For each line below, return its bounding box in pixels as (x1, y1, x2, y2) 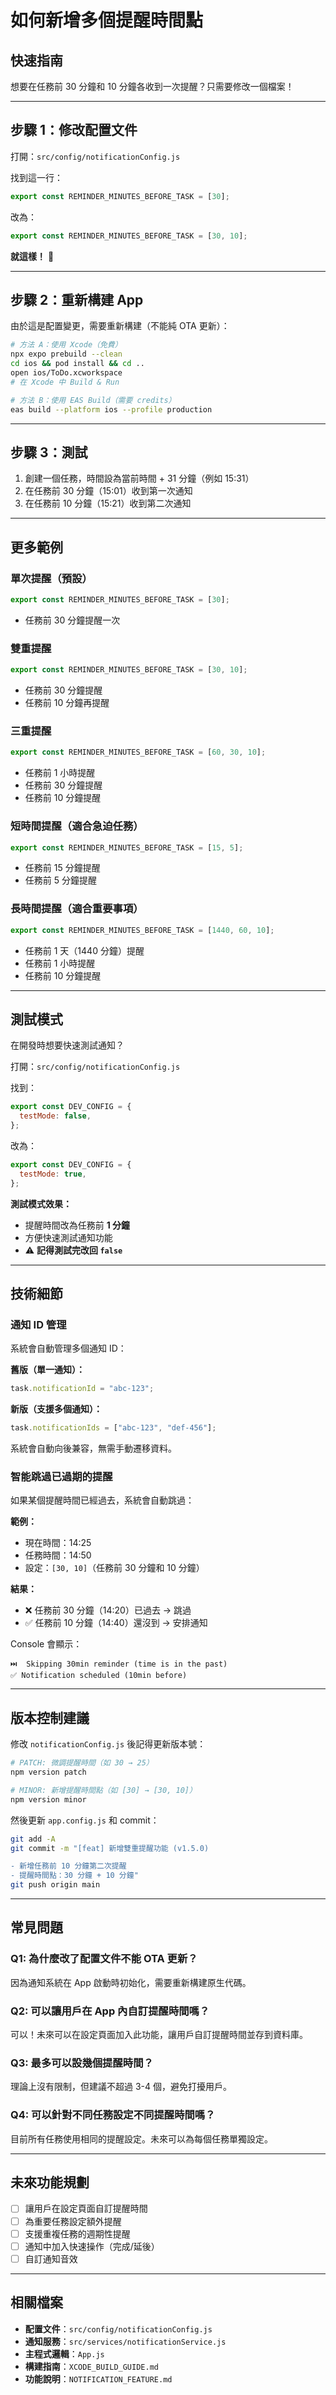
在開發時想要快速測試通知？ (10, 1039, 125, 1051)
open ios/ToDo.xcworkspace (10, 368, 123, 378)
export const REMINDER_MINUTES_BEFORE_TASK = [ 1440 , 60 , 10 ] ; (10, 925, 275, 935)
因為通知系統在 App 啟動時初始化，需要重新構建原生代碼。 (10, 1976, 252, 1988)
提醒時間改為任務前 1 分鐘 (24, 1219, 131, 1231)
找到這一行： (10, 171, 63, 183)
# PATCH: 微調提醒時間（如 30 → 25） (10, 1758, 154, 1768)
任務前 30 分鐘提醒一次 (24, 614, 121, 626)
